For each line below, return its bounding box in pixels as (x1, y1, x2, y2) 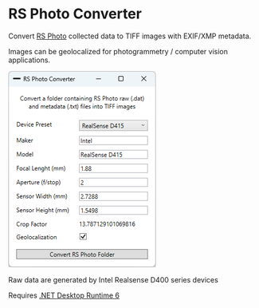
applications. (8, 55, 50, 65)
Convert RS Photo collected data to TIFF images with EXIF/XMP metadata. (8, 31, 252, 41)
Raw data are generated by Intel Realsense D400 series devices (8, 274, 219, 284)
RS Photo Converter (8, 5, 142, 23)
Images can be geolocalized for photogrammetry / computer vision (8, 46, 229, 56)
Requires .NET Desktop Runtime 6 (8, 290, 120, 300)
